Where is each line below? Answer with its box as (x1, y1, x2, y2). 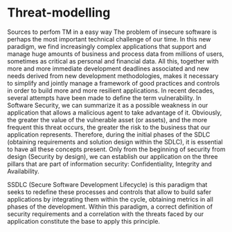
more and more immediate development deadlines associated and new (7, 64, 209, 72)
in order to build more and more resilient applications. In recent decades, (7, 86, 215, 95)
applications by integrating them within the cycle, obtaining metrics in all (7, 195, 213, 203)
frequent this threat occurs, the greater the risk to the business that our (7, 123, 211, 131)
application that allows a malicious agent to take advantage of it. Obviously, (7, 108, 222, 117)
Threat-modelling (7, 5, 111, 21)
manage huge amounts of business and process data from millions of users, (7, 50, 224, 58)
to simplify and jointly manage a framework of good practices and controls (7, 79, 220, 87)
